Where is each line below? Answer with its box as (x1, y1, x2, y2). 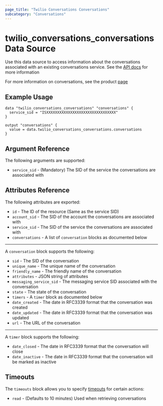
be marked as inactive (12, 359, 57, 365)
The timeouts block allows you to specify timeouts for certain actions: (5, 386, 145, 392)
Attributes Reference (5, 186, 70, 195)
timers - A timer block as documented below (12, 294, 103, 300)
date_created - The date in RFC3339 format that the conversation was (12, 299, 153, 305)
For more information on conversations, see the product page (5, 79, 128, 85)
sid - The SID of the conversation (12, 258, 79, 263)
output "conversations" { (5, 123, 57, 128)
